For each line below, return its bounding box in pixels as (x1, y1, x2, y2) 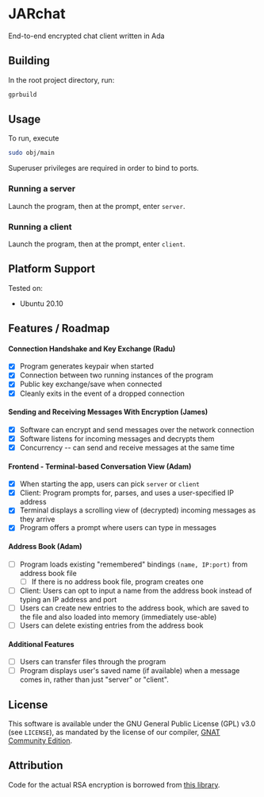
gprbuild (8, 91, 37, 99)
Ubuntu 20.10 (19, 299, 63, 308)
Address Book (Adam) (8, 542, 82, 551)
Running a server (8, 184, 76, 195)
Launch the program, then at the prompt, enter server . (8, 201, 186, 211)
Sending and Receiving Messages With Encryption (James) (8, 407, 209, 417)
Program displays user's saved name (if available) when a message (19, 666, 240, 675)
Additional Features (8, 639, 75, 648)
